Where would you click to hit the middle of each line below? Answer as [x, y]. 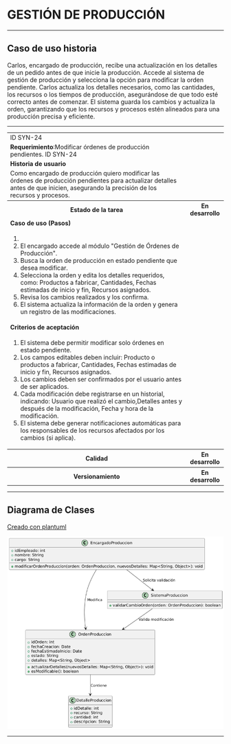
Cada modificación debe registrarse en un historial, [92, 394]
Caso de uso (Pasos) [40, 223]
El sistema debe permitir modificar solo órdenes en [92, 343]
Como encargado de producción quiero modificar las [85, 173]
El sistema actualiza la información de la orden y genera [99, 304]
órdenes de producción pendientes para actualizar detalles [93, 181]
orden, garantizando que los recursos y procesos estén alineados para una [113, 109]
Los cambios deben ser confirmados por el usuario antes [101, 379]
